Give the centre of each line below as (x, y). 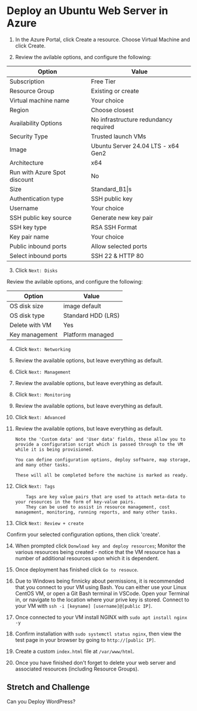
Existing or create (115, 91)
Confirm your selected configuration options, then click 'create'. (83, 534)
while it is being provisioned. (54, 450)
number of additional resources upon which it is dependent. (87, 558)
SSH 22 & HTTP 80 (117, 256)
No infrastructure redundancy (132, 120)
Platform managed (89, 334)
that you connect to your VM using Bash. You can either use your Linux (101, 587)
